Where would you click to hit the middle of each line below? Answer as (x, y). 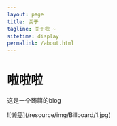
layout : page (26, 14)
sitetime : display (33, 36)
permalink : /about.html (41, 43)
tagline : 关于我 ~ (32, 29)
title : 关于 (23, 22)
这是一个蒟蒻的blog (34, 101)
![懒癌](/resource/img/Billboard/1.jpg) (59, 115)
